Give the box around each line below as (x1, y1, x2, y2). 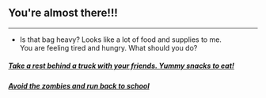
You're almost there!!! (8, 6, 119, 20)
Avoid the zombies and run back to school (8, 81, 150, 90)
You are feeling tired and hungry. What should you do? (19, 43, 198, 52)
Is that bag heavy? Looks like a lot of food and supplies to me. (19, 35, 222, 44)
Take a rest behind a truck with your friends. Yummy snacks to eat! (8, 61, 235, 70)
